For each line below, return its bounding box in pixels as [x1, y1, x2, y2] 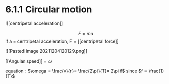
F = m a [78, 30, 93, 36]
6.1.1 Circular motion [5, 4, 92, 15]
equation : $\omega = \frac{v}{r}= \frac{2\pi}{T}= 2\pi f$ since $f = [5, 68, 148, 74]
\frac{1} [148, 68, 164, 74]
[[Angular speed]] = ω [5, 58, 52, 64]
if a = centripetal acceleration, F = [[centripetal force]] [5, 38, 119, 44]
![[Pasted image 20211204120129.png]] [5, 48, 88, 54]
